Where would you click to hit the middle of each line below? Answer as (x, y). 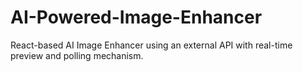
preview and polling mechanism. (77, 55)
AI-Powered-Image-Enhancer (136, 17)
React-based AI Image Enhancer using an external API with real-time (151, 45)
